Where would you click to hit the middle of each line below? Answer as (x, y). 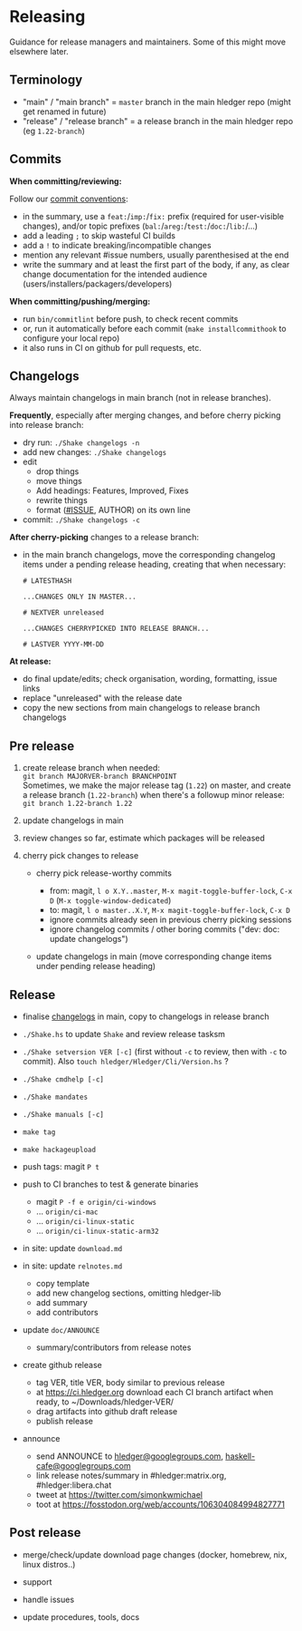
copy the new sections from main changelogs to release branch (141, 708)
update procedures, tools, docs (81, 1616)
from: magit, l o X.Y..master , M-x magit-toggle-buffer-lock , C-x (171, 891)
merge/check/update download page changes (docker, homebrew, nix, (155, 1554)
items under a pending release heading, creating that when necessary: (154, 565)
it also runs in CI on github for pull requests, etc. (112, 347)
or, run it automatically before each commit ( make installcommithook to (154, 328)
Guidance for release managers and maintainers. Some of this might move (148, 42)
